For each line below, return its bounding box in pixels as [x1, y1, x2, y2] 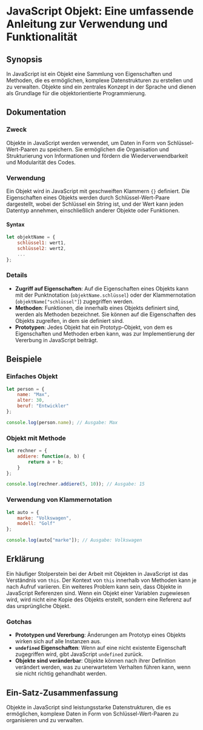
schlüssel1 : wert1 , [17, 240, 67, 246]
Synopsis [6, 54, 42, 64]
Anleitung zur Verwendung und [6, 17, 168, 31]
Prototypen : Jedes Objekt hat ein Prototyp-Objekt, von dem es [15, 323, 173, 331]
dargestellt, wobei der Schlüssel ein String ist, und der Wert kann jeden [6, 200, 184, 208]
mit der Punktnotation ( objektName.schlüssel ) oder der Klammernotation [15, 291, 196, 299]
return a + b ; [28, 459, 64, 465]
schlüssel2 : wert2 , [17, 245, 67, 251]
